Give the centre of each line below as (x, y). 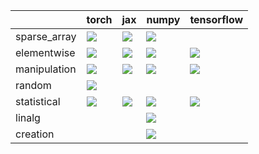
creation (35, 134)
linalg (28, 117)
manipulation (46, 69)
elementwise (45, 52)
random (33, 85)
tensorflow (216, 19)
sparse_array (46, 36)
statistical (38, 101)
